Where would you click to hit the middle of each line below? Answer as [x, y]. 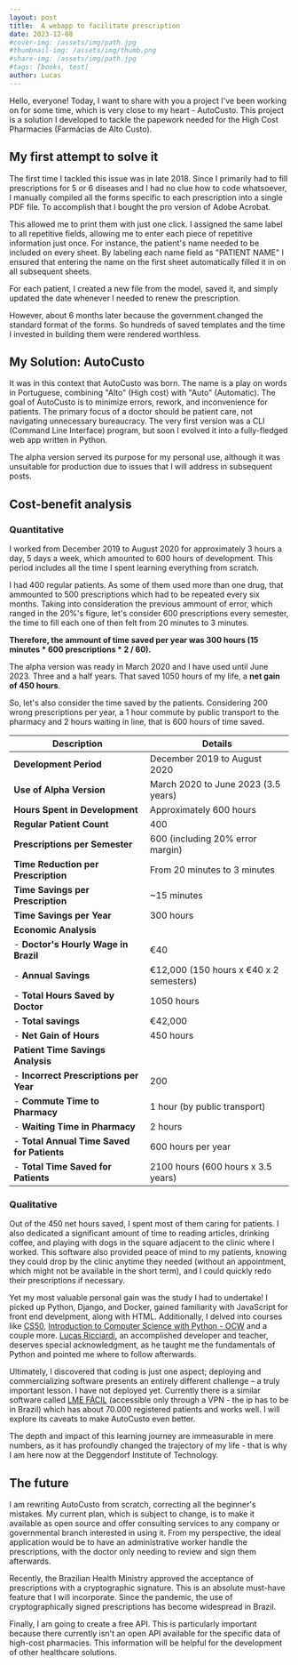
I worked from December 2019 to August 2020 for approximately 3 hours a [145, 549]
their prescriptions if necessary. [67, 1281]
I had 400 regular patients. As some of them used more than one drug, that [146, 585]
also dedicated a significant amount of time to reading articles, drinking [139, 1234]
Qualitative [33, 1204]
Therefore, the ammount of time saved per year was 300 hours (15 [134, 640]
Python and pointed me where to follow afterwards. [103, 1355]
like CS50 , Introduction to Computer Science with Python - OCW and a [138, 1326]
